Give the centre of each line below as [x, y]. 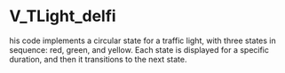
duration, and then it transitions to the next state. [98, 59]
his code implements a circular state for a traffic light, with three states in [143, 40]
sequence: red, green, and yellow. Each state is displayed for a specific [139, 49]
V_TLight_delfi [63, 16]
